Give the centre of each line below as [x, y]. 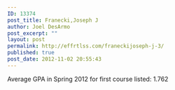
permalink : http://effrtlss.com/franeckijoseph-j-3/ [86, 46]
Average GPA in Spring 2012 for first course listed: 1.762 [88, 79]
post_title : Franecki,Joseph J [53, 20]
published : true [31, 53]
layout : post [26, 40]
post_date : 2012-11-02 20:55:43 [54, 59]
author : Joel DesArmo [39, 27]
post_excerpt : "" [33, 33]
